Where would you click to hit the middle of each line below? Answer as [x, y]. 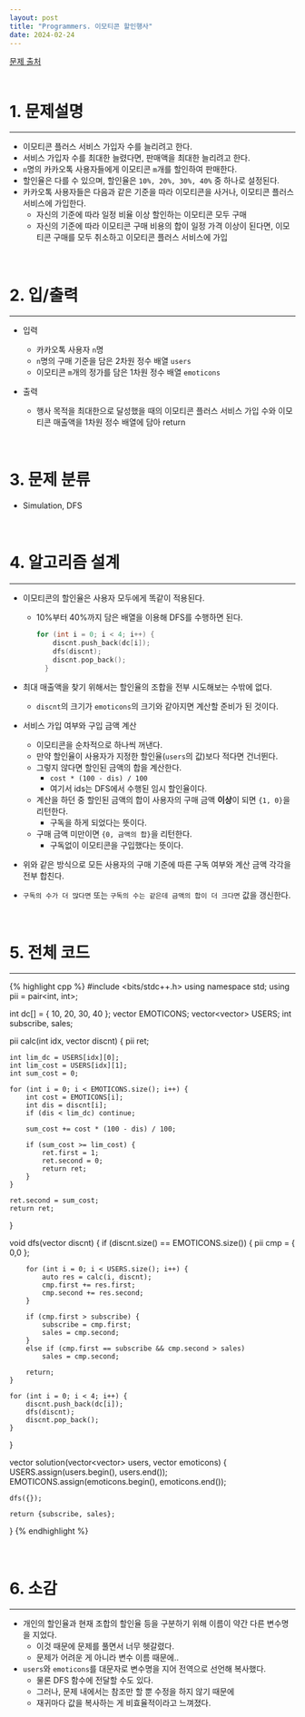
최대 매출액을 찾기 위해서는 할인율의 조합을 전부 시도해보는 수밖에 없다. [147, 687]
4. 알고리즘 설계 [65, 563]
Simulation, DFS [52, 505]
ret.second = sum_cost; [54, 1201]
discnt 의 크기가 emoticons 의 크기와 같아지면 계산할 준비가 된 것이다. [157, 706]
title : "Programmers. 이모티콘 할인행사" [81, 26]
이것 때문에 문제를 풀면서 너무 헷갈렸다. [105, 1646]
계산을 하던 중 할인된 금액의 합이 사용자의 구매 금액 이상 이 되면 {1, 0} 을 [163, 800]
